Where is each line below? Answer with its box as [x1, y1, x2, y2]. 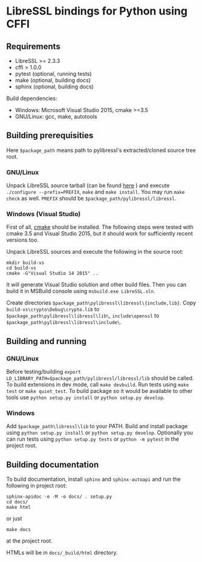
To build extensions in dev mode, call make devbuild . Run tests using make [6, 381, 189, 388]
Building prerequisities [6, 130, 94, 140]
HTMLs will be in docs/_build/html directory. [6, 549, 118, 557]
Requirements [6, 41, 60, 51]
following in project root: [6, 482, 67, 489]
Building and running [6, 336, 86, 346]
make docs [6, 527, 31, 533]
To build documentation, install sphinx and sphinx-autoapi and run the [6, 475, 181, 483]
